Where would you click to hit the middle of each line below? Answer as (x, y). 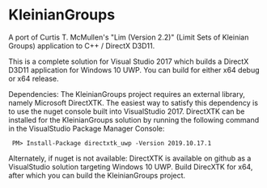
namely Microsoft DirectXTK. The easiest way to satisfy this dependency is (133, 102)
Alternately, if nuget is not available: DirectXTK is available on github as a (130, 158)
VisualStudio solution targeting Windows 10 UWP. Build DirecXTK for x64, (131, 166)
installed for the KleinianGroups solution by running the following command (134, 119)
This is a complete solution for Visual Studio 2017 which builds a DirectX (129, 61)
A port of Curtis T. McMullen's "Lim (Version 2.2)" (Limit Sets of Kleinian (129, 37)
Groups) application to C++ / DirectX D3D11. (82, 45)
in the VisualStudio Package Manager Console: (87, 128)
